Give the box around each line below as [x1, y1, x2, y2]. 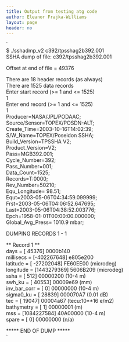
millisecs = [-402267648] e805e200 [6, 254, 94, 261]
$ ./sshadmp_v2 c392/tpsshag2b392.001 [6, 47, 105, 54]
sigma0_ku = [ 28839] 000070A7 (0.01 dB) [6, 291, 109, 298]
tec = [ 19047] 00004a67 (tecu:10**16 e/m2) [6, 298, 114, 305]
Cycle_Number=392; [6, 157, 56, 164]
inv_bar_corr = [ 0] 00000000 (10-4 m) [6, 285, 99, 292]
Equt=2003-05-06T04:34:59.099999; [6, 194, 98, 201]
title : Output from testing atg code [6, 8, 98, 15]
